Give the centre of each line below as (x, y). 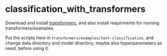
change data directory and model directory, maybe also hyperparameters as (84, 43)
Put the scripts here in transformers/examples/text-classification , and (79, 38)
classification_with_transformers (75, 9)
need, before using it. (27, 48)
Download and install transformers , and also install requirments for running (82, 23)
